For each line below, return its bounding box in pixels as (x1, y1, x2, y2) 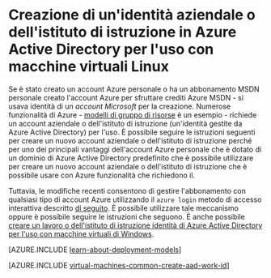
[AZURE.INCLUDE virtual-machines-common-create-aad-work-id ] (8, 260, 230, 270)
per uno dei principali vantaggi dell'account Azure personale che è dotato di (8, 144, 262, 154)
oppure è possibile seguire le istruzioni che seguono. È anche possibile (8, 212, 245, 221)
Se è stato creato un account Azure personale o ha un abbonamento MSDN (8, 83, 260, 94)
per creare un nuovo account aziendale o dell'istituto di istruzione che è (8, 161, 248, 171)
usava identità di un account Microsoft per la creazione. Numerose (8, 101, 231, 111)
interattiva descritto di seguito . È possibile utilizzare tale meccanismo (8, 203, 239, 212)
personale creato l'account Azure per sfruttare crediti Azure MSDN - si (8, 92, 244, 102)
